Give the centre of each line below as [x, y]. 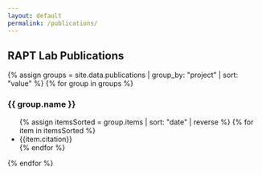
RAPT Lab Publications [66, 56]
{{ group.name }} [42, 104]
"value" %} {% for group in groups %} [71, 83]
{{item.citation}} [46, 139]
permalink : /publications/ [53, 23]
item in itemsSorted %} [57, 130]
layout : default [35, 16]
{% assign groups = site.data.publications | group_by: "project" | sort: [123, 75]
